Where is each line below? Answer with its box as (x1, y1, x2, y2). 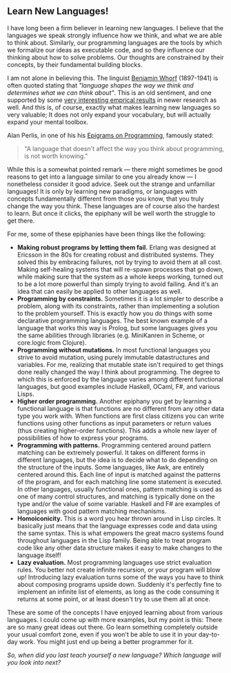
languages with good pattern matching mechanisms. (17, 507, 167, 515)
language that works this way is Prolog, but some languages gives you (17, 323, 218, 332)
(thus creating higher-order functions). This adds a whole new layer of (17, 426, 217, 434)
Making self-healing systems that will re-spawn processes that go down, (17, 265, 224, 273)
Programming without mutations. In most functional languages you (17, 345, 211, 354)
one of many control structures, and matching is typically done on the (17, 492, 215, 501)
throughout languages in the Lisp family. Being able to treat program (17, 536, 212, 544)
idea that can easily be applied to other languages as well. (17, 287, 183, 295)
